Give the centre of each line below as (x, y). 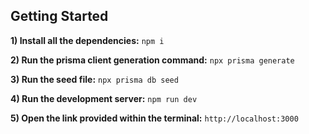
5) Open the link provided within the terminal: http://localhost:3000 (154, 118)
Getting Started (59, 16)
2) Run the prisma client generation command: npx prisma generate (152, 60)
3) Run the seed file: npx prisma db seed (94, 79)
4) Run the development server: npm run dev (104, 98)
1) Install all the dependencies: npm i (87, 40)
